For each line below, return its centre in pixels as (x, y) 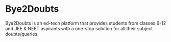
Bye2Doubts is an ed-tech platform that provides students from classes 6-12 (86, 23)
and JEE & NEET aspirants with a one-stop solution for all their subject (79, 28)
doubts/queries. (22, 34)
